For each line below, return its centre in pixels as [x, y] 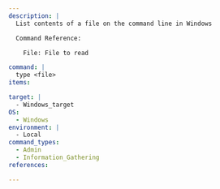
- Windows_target [45, 105]
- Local [29, 135]
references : [28, 165]
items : [19, 83]
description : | [34, 16]
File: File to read [56, 53]
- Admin [29, 150]
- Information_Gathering [58, 157]
